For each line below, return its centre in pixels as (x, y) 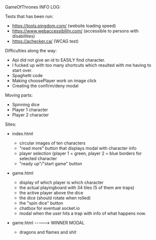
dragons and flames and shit (48, 232)
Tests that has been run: (29, 16)
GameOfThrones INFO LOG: (33, 7)
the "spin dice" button (41, 203)
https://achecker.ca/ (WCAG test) (45, 41)
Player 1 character (30, 110)
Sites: (11, 124)
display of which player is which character (62, 182)
